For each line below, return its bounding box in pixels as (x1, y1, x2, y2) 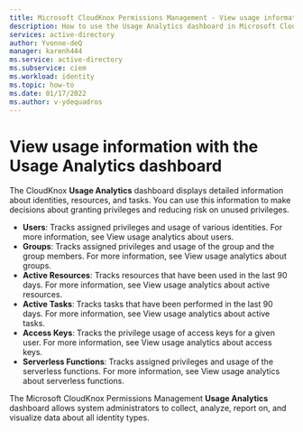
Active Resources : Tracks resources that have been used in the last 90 (22, 270, 288, 281)
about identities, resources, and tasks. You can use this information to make (9, 195, 291, 206)
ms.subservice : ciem (9, 64, 87, 73)
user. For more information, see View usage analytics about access (22, 337, 272, 348)
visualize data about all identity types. (9, 412, 151, 423)
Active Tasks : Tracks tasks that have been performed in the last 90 (22, 299, 273, 310)
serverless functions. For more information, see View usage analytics (22, 366, 280, 377)
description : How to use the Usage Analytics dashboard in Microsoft (9, 22, 277, 31)
